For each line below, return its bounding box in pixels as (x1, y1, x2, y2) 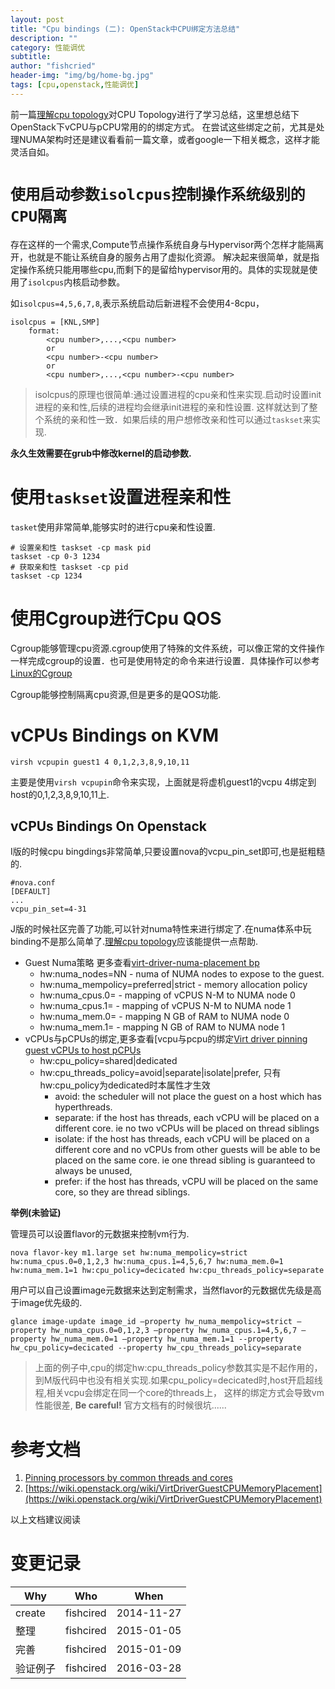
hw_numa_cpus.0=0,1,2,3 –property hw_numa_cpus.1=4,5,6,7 (50, 1326, 298, 1336)
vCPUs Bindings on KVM (10, 724, 220, 746)
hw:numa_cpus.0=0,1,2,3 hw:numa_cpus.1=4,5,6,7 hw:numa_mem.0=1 (10, 1257, 284, 1267)
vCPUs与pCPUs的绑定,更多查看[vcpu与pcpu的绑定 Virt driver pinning (24, 1033, 308, 1045)
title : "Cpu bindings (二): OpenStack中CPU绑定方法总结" (10, 24, 241, 34)
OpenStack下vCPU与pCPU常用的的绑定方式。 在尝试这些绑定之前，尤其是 (10, 121, 317, 133)
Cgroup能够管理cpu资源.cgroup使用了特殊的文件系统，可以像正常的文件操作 (10, 642, 325, 654)
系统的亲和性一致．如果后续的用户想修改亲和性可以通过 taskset (43, 413, 303, 425)
